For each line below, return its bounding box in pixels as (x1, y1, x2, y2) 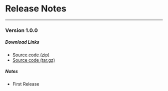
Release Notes (5, 3, 66, 14)
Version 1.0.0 (5, 27, 38, 34)
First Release (12, 81, 39, 87)
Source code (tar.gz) (12, 57, 55, 63)
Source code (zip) (12, 52, 50, 58)
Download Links (5, 39, 39, 45)
